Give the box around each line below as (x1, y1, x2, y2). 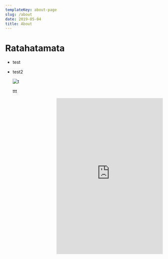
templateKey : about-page (5, 7, 57, 12)
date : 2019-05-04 (5, 16, 41, 21)
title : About (5, 21, 32, 26)
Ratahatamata (5, 43, 65, 54)
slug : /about (5, 12, 32, 17)
